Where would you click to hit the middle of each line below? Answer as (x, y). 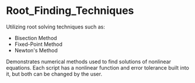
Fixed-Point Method (39, 44)
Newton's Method (36, 50)
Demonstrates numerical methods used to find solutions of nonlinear (88, 62)
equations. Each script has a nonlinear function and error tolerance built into (98, 67)
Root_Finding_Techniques (70, 11)
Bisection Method (36, 38)
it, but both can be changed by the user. (54, 74)
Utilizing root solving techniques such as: (55, 27)
